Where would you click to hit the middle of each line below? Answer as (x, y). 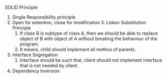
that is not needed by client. (49, 66)
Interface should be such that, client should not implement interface (91, 60)
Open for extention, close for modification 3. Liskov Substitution (79, 23)
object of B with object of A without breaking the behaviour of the (88, 38)
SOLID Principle (21, 7)
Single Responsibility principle (44, 17)
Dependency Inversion (36, 71)
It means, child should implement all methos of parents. (78, 49)
